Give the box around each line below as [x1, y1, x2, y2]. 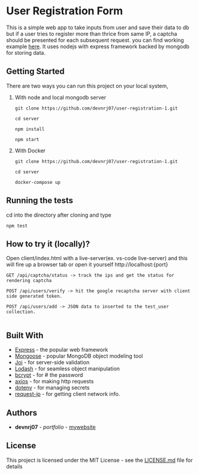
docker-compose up [14, 179, 61, 185]
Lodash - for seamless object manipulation [14, 365, 120, 373]
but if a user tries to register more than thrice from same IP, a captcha [6, 30, 178, 37]
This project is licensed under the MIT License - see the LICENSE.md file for [6, 457, 193, 464]
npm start [14, 136, 40, 142]
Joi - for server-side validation [14, 359, 90, 366]
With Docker [14, 147, 46, 154]
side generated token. [6, 293, 63, 299]
